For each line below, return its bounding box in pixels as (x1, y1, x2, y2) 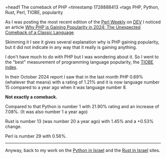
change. (5, 123, 22, 129)
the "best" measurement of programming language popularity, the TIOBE (5, 59, 154, 65)
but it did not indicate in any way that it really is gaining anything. (5, 44, 137, 50)
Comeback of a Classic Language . (5, 30, 75, 35)
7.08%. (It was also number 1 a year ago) (5, 109, 88, 115)
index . (5, 64, 18, 70)
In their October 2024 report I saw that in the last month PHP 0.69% (5, 74, 143, 79)
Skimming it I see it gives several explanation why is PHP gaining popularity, (5, 39, 160, 45)
